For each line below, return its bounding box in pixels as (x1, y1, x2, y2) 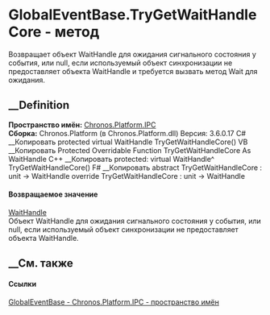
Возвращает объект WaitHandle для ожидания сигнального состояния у (8, 49, 256, 59)
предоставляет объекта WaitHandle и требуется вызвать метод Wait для (8, 66, 258, 76)
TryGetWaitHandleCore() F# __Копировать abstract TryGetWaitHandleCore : (8, 163, 263, 172)
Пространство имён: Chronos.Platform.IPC (8, 119, 156, 130)
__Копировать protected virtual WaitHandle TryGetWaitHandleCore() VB (8, 137, 248, 147)
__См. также (8, 256, 74, 271)
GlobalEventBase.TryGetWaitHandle (8, 6, 257, 24)
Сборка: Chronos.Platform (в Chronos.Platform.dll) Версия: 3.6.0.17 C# (8, 128, 247, 138)
